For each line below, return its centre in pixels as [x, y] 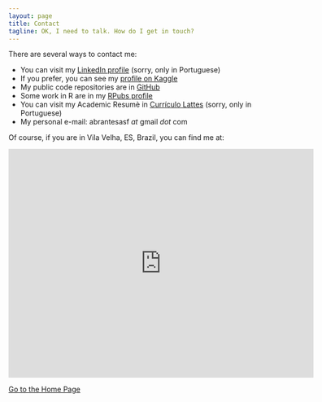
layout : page [30, 16]
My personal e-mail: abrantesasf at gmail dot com [104, 122]
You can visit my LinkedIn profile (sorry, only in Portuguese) [120, 70]
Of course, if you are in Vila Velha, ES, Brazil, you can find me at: [117, 138]
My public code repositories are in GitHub [90, 87]
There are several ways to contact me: [73, 55]
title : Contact [34, 24]
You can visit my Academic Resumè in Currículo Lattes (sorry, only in [136, 105]
